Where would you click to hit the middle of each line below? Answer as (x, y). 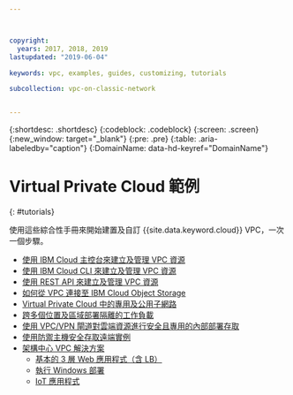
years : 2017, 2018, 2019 (63, 49)
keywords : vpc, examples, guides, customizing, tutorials (118, 73)
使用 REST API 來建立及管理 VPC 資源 (90, 282)
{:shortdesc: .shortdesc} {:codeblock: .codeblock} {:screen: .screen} (134, 130)
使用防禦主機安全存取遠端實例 (76, 338)
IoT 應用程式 (57, 382)
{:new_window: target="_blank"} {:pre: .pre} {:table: (103, 139)
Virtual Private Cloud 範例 (105, 187)
